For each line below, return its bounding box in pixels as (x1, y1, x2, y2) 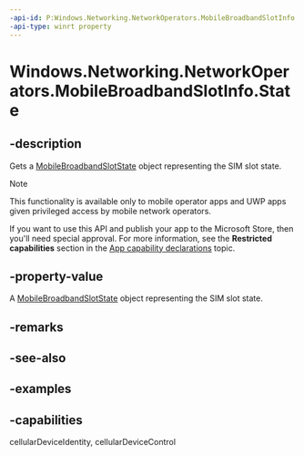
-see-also (9, 350, 66, 366)
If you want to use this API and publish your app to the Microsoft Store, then (9, 223, 294, 233)
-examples (9, 381, 72, 397)
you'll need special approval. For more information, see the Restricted (9, 233, 273, 244)
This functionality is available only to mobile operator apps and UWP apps (9, 195, 287, 206)
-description (9, 136, 82, 151)
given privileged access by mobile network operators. (9, 205, 212, 216)
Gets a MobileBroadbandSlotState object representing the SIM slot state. (9, 161, 282, 171)
